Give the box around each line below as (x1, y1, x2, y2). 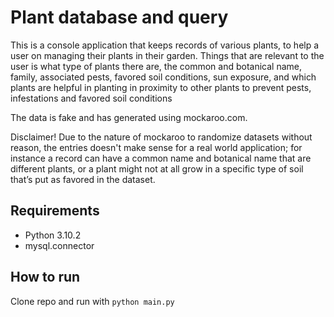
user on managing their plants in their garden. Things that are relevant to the (10, 49, 325, 61)
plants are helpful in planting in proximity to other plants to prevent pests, (10, 81, 312, 93)
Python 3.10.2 (24, 229, 82, 241)
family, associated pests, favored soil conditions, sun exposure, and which (10, 71, 317, 83)
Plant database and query (10, 6, 229, 29)
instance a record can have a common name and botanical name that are (10, 152, 312, 164)
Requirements (10, 202, 100, 220)
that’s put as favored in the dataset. (10, 173, 156, 185)
